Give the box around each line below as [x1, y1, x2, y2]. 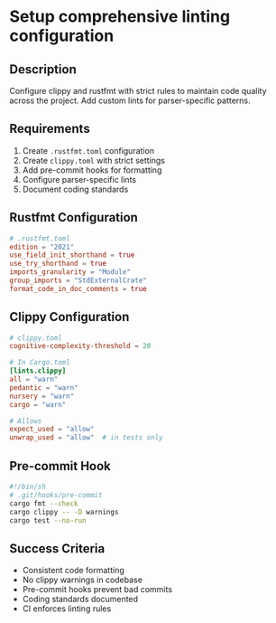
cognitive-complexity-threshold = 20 [9, 342, 152, 351]
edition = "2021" [9, 242, 75, 251]
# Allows [9, 416, 42, 426]
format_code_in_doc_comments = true [9, 284, 147, 293]
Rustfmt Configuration [9, 210, 138, 225]
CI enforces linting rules [22, 603, 112, 614]
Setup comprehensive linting [9, 6, 231, 27]
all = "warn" [9, 375, 59, 384]
